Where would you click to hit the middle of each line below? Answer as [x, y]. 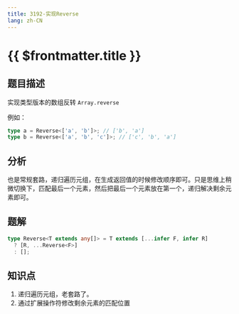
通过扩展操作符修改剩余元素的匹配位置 [74, 303]
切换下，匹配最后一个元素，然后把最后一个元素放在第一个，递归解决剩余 [119, 188]
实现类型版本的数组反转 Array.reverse [63, 102]
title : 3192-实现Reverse [43, 14]
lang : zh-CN [25, 21]
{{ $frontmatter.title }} [74, 56]
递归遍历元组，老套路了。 [55, 294]
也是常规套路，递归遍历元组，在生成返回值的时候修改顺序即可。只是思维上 [116, 180]
